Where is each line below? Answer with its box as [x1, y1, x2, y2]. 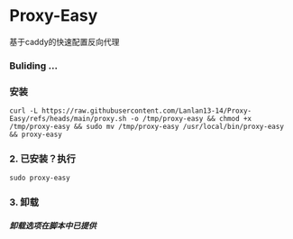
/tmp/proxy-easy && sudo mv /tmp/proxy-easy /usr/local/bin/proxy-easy [9, 123, 284, 132]
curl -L [9, 106, 39, 115]
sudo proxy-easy [9, 173, 70, 183]
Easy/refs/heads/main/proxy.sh [9, 115, 127, 124]
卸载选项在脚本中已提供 [9, 220, 96, 231]
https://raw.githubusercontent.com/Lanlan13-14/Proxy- [41, 106, 252, 115]
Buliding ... [9, 60, 59, 72]
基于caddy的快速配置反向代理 [9, 36, 120, 47]
